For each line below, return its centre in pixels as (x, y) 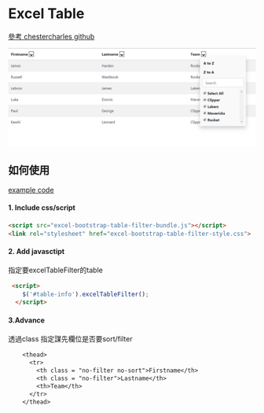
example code (31, 190)
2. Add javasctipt (37, 252)
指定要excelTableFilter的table (56, 270)
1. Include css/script (42, 208)
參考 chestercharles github (51, 36)
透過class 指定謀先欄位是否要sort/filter (70, 338)
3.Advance (27, 320)
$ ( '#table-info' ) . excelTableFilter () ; (86, 294)
